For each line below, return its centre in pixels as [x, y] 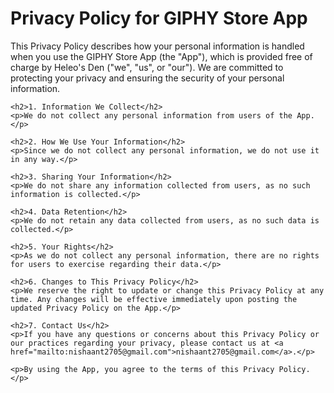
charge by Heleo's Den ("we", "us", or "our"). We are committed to [147, 67]
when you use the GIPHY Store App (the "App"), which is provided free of [161, 56]
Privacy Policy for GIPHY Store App [159, 18]
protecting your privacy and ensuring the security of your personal [147, 78]
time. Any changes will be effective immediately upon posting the [154, 299]
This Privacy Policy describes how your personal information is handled [157, 46]
